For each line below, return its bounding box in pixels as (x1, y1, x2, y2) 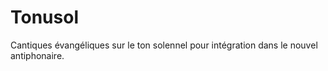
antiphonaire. (10, 49, 65, 61)
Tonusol (10, 6, 79, 29)
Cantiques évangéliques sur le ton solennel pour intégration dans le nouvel (10, 39, 318, 51)
